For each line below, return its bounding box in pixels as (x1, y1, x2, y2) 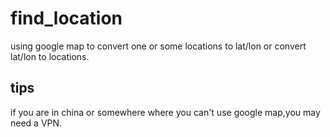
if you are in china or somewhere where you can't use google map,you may (10, 106, 321, 118)
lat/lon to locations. (10, 50, 90, 62)
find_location (10, 7, 123, 30)
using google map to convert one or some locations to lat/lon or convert (10, 40, 307, 52)
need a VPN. (10, 117, 63, 129)
